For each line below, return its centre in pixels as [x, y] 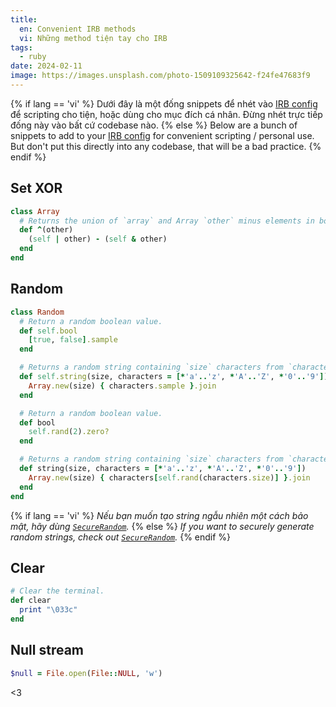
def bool [37, 422]
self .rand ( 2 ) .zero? [69, 432]
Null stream [47, 650]
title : [24, 19]
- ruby [33, 57]
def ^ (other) [46, 230]
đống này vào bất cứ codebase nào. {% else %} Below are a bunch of [154, 125]
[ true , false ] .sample [73, 340]
